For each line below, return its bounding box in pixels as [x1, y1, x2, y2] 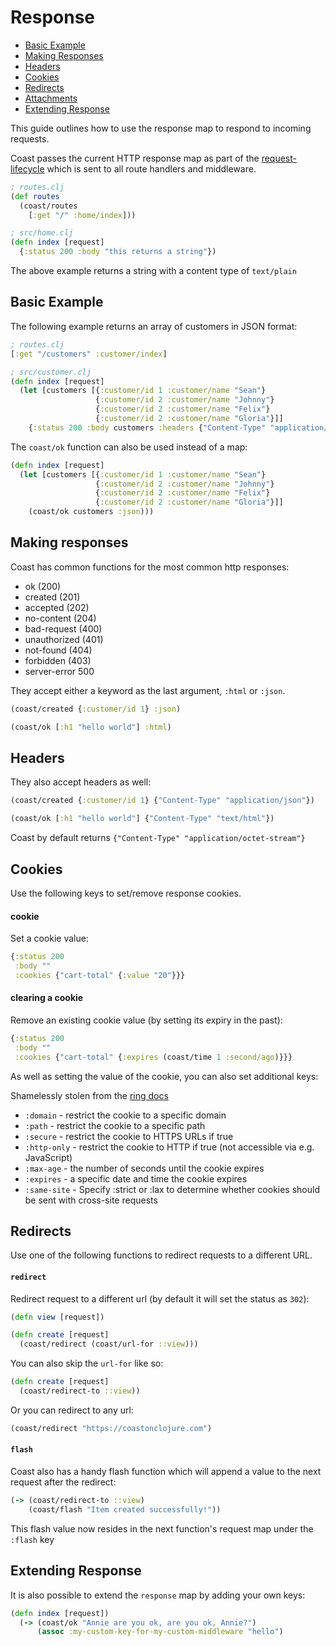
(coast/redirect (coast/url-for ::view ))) [19, 1339, 199, 1350]
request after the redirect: [10, 1476, 117, 1488]
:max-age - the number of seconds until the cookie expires [24, 1162, 265, 1174]
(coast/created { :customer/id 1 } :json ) [10, 704, 182, 714]
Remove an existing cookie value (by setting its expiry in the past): [10, 1014, 283, 1026]
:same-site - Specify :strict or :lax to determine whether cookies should [24, 1183, 320, 1195]
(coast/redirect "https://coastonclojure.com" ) [10, 1423, 213, 1433]
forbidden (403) [24, 654, 92, 666]
